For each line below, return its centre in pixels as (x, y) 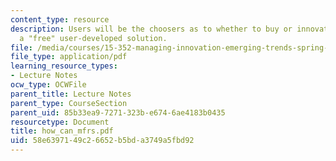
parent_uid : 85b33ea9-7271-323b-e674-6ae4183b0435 (118, 112)
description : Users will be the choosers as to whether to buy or (151, 29)
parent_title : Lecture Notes (71, 94)
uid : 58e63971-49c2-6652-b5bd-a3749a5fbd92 (102, 141)
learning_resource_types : (64, 66)
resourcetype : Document (60, 122)
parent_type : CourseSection (69, 103)
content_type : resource (60, 19)
